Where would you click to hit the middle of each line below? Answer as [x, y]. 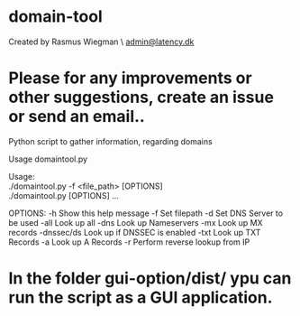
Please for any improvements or [131, 78]
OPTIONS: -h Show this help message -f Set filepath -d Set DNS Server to [146, 213]
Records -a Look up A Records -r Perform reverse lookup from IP [129, 242]
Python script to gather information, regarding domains [110, 141]
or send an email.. [77, 117]
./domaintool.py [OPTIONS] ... [64, 195]
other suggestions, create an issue [141, 98]
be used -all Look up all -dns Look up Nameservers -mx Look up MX [136, 222]
